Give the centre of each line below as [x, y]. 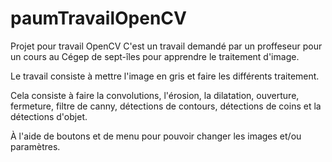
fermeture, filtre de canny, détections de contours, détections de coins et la [166, 106]
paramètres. [35, 146]
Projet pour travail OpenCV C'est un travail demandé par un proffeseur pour [166, 46]
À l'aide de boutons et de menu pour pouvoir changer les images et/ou [156, 136]
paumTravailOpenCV [98, 18]
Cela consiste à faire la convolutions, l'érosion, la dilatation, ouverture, [155, 95]
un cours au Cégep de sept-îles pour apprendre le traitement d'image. [155, 56]
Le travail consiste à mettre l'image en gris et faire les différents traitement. [165, 76]
